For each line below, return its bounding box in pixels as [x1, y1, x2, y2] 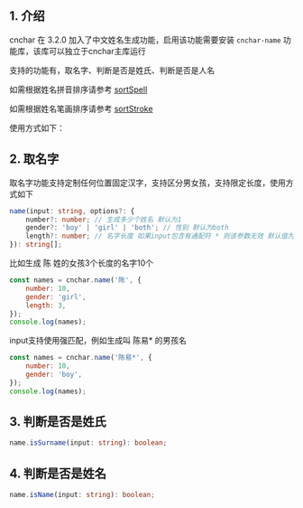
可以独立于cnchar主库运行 [48, 45, 146, 56]
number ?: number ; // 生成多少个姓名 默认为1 [25, 215, 182, 224]
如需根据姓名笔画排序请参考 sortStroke [9, 103, 153, 114]
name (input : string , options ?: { [9, 206, 135, 215]
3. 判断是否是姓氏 [9, 414, 106, 429]
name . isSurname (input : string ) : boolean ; [9, 438, 168, 447]
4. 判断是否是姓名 [9, 466, 106, 481]
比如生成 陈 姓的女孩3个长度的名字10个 [9, 258, 154, 268]
